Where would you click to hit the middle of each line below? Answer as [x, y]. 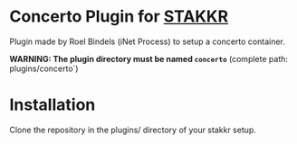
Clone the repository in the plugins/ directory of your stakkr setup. [133, 130]
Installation [53, 105]
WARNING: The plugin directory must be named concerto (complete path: [148, 58]
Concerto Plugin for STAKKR [119, 17]
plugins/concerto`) [44, 68]
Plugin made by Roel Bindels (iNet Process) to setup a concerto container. [147, 41]
